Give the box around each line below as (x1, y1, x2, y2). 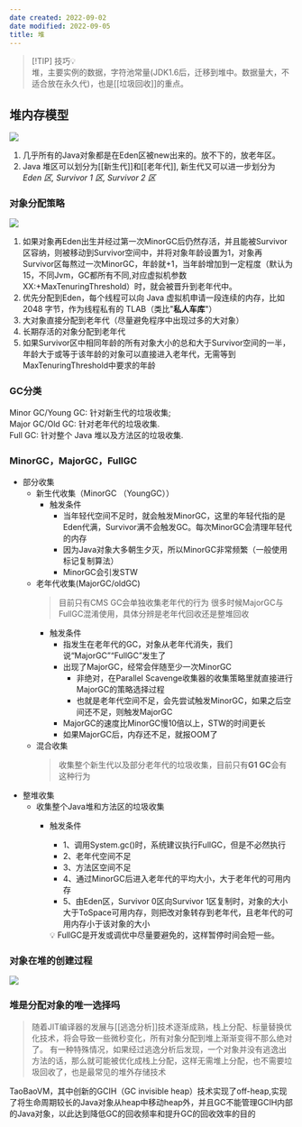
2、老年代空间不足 (62, 851, 132, 862)
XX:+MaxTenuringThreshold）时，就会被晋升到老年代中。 (22, 281, 237, 292)
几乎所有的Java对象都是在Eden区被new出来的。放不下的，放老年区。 (22, 150, 281, 160)
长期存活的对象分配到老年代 (22, 326, 126, 337)
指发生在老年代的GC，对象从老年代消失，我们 (62, 639, 233, 650)
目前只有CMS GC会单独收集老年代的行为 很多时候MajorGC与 (58, 597, 284, 609)
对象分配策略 (9, 197, 66, 210)
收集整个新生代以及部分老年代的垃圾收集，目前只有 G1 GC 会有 (58, 759, 288, 771)
